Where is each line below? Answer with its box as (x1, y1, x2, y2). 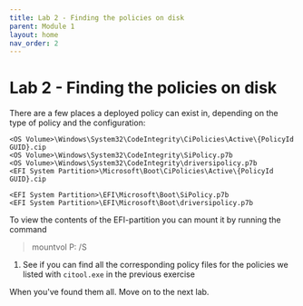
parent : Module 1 (9, 22, 75, 31)
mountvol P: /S (31, 242, 88, 252)
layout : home (9, 30, 59, 39)
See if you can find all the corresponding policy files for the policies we (22, 260, 288, 271)
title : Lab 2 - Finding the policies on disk (9, 13, 184, 23)
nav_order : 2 (9, 38, 59, 48)
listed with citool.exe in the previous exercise (22, 269, 195, 280)
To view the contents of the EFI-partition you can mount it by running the (9, 214, 281, 225)
